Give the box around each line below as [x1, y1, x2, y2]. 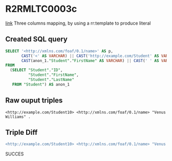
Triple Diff [5, 128, 38, 136]
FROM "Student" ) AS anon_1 [12, 82, 70, 87]
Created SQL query [5, 35, 68, 44]
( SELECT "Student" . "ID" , [10, 68, 63, 73]
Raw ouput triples [5, 96, 63, 105]
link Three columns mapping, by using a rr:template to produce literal [5, 20, 151, 26]
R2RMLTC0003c [5, 3, 77, 15]
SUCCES [5, 151, 24, 157]
